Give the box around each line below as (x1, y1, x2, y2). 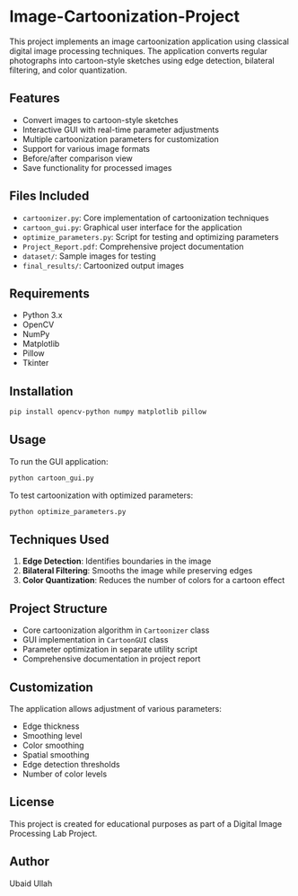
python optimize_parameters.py (9, 507, 127, 516)
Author (9, 854, 49, 869)
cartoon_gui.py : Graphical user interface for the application (22, 222, 242, 233)
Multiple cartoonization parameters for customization (22, 133, 219, 145)
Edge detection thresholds (22, 759, 120, 770)
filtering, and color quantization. (9, 65, 127, 75)
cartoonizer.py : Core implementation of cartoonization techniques (22, 212, 269, 223)
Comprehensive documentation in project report (22, 653, 201, 664)
